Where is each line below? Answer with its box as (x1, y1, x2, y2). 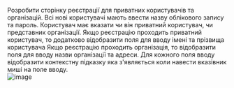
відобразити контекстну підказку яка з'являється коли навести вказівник (7, 58, 227, 66)
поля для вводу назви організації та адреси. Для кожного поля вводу (7, 50, 215, 59)
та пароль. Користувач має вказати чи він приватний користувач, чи (7, 21, 213, 29)
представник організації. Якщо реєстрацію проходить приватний (7, 28, 203, 36)
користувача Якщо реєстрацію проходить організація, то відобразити (7, 43, 217, 51)
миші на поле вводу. (7, 66, 68, 73)
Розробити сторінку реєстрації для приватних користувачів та (7, 6, 194, 14)
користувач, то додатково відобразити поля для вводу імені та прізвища (7, 36, 225, 44)
